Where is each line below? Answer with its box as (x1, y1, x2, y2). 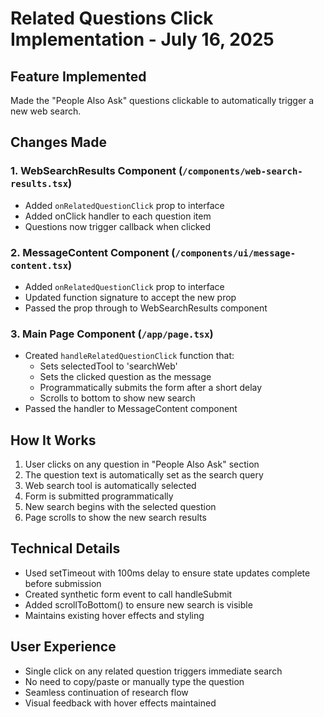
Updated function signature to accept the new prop (24, 291, 237, 303)
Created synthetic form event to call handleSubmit (24, 588, 233, 600)
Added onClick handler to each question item (24, 210, 212, 222)
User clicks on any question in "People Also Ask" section (24, 458, 260, 471)
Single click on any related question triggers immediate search (24, 665, 283, 677)
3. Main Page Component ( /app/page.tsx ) (10, 327, 214, 341)
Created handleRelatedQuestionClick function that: (24, 350, 235, 362)
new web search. (10, 105, 82, 117)
